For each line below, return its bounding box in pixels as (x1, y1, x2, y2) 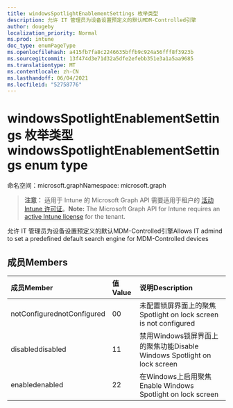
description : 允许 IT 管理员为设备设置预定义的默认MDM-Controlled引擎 (7, 17, 196, 24)
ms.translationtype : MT (7, 62, 76, 69)
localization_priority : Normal (7, 29, 98, 37)
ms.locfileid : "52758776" (7, 81, 82, 88)
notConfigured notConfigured (10, 309, 105, 319)
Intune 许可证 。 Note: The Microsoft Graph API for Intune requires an (24, 205, 221, 213)
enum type (24, 157, 88, 173)
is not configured (139, 319, 196, 328)
